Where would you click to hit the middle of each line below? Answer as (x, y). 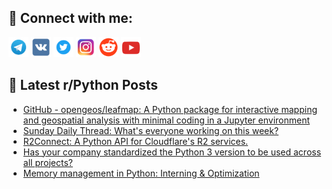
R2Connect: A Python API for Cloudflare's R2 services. (135, 141)
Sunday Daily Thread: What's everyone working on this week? (151, 130)
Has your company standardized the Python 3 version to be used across (172, 152)
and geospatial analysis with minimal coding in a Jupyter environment (166, 120)
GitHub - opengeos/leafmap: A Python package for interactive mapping (170, 109)
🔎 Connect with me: (70, 18)
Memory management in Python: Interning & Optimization (141, 173)
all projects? (47, 162)
